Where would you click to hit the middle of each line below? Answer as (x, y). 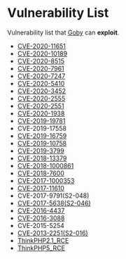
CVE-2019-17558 (42, 128)
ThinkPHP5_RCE (41, 248)
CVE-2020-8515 (41, 61)
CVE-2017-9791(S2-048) (53, 196)
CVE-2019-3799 (41, 151)
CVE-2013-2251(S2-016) (53, 233)
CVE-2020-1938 (41, 113)
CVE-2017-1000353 (46, 180)
